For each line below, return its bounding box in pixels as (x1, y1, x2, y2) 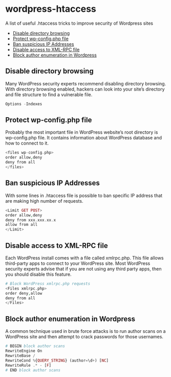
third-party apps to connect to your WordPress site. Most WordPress (5, 260, 151, 266)
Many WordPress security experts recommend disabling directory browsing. (5, 80, 166, 86)
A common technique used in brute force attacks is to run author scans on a (5, 328, 166, 334)
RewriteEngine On (5, 348, 42, 353)
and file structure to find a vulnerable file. (5, 91, 93, 98)
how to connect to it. (5, 140, 49, 147)
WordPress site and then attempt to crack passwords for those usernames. (5, 334, 164, 340)
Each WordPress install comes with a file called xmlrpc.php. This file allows (5, 255, 164, 261)
